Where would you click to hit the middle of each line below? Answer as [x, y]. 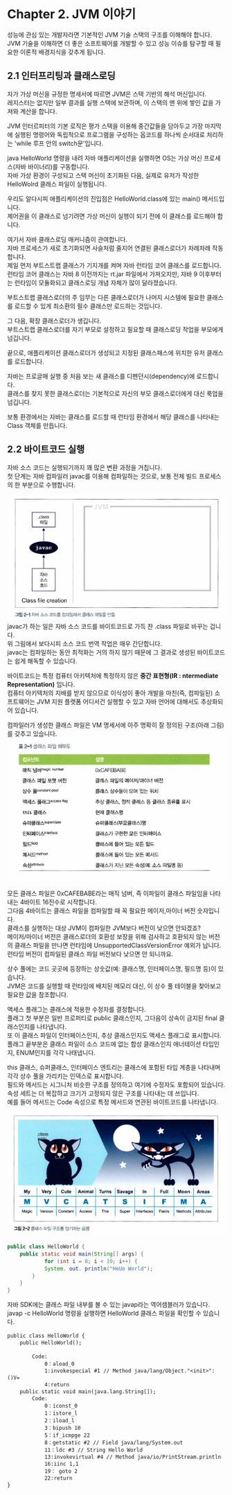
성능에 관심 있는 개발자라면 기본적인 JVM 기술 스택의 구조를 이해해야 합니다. [110, 35]
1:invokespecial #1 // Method [88, 1371]
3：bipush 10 [62, 1428]
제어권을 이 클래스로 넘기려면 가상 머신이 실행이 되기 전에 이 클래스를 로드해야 [111, 216]
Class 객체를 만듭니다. [37, 425]
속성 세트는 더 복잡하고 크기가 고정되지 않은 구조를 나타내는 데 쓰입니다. [103, 1093]
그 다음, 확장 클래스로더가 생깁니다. [54, 321]
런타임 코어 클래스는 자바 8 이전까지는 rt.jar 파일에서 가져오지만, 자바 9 [102, 274]
